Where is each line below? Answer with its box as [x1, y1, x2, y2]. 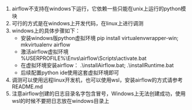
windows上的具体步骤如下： [11, 27, 81, 34]
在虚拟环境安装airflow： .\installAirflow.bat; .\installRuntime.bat [20, 62, 174, 69]
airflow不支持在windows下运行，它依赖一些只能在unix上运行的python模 [11, 5, 186, 12]
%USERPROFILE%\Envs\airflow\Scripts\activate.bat [20, 55, 147, 62]
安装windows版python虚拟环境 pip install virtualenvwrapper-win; [20, 35, 179, 41]
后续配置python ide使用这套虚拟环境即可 [20, 69, 119, 76]
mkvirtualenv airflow [20, 41, 71, 48]
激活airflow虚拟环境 [20, 48, 69, 55]
